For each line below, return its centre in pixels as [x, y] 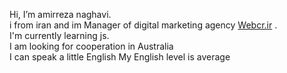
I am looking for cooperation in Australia [91, 46]
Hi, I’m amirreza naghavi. [60, 14]
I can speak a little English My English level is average [120, 57]
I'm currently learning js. [59, 35]
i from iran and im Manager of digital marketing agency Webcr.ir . [143, 25]
